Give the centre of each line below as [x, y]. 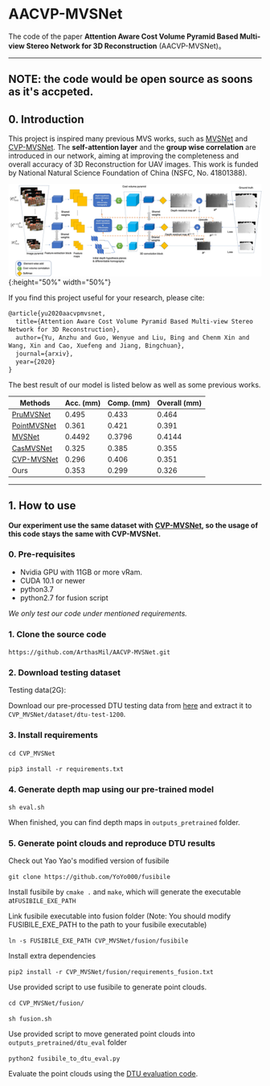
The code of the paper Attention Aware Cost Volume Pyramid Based [123, 36]
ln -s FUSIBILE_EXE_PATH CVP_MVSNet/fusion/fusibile [98, 941]
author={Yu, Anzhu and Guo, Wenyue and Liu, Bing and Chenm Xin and [133, 338]
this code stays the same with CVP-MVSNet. [85, 533]
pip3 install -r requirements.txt [66, 769]
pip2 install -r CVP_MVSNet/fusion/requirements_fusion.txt [111, 972]
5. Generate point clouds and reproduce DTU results [112, 843]
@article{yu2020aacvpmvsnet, [57, 314]
